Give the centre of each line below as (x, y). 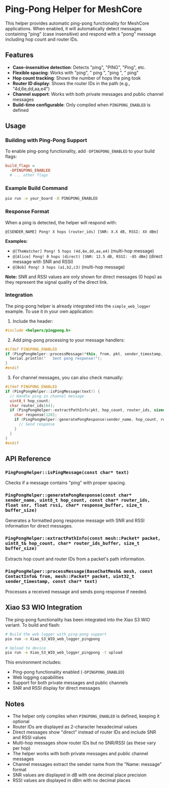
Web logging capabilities (38, 677)
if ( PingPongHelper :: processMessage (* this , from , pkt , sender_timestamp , (84, 354)
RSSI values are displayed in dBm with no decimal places (71, 780)
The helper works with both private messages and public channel (80, 754)
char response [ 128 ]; (36, 415)
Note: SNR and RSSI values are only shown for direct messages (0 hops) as (84, 277)
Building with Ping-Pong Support (46, 141)
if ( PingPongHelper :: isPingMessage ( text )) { (53, 391)
